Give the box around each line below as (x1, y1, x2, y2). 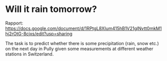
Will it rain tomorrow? (5, 3, 97, 15)
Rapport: (5, 20, 24, 26)
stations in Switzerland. (5, 51, 54, 57)
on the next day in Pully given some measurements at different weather (5, 45, 154, 51)
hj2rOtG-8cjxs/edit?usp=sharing (5, 30, 73, 36)
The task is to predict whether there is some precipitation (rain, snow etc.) (5, 40, 159, 46)
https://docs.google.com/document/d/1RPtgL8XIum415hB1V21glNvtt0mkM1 (5, 25, 162, 31)
